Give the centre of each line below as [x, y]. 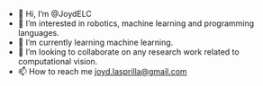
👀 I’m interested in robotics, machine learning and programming [136, 23]
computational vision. [58, 61]
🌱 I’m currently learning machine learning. [95, 42]
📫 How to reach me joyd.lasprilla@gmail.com [102, 71]
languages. [39, 33]
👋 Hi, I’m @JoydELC [54, 14]
